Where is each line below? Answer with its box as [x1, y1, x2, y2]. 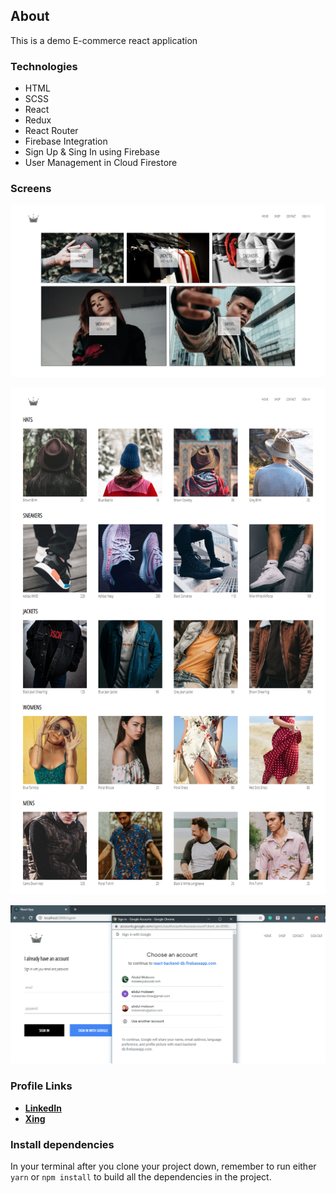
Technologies [10, 59, 78, 73]
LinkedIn [24, 1102, 62, 1114]
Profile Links [10, 1079, 73, 1093]
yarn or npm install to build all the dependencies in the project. [10, 1171, 272, 1183]
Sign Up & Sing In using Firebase [24, 146, 160, 158]
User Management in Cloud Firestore [24, 157, 178, 169]
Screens [10, 182, 52, 196]
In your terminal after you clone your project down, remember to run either [10, 1160, 317, 1173]
